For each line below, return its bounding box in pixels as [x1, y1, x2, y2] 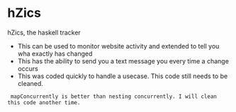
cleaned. [17, 79, 44, 87]
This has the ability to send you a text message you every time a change [17, 56, 229, 65]
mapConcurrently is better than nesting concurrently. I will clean [10, 93, 218, 100]
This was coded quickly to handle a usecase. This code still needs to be [17, 72, 228, 80]
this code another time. [7, 99, 81, 106]
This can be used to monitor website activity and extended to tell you [17, 42, 220, 50]
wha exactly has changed [17, 49, 93, 58]
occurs [17, 64, 39, 73]
